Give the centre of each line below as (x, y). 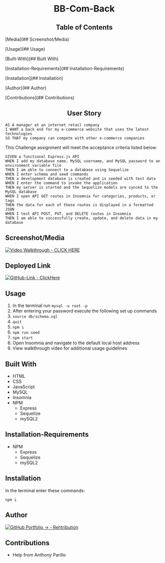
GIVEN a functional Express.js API (42, 157)
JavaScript (24, 387)
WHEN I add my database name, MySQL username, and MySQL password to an (83, 161)
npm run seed (26, 333)
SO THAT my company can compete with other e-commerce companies (75, 138)
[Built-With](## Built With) (32, 59)
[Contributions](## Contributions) (40, 98)
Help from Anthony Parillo (39, 555)
